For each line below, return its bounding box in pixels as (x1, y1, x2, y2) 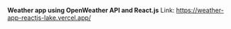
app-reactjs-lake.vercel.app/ (7, 13, 91, 22)
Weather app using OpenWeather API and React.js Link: (7, 6, 175, 14)
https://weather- (176, 6, 224, 14)
